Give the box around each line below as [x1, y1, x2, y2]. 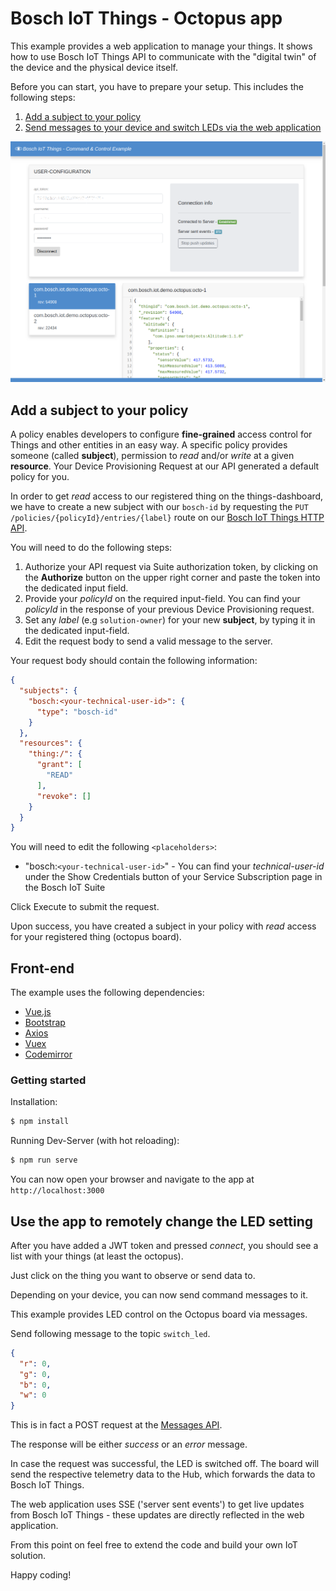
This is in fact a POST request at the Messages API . [10, 1419, 223, 1431]
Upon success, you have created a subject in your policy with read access [10, 920, 317, 932]
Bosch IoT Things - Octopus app [10, 7, 283, 30]
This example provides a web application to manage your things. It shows [10, 40, 313, 52]
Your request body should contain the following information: [10, 655, 258, 667]
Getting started [10, 1073, 87, 1087]
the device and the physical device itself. [10, 61, 179, 73]
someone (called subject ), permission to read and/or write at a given [10, 450, 295, 462]
